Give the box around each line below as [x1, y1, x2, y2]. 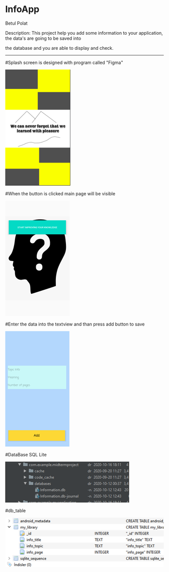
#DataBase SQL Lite [5, 451, 47, 457]
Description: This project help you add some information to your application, [5, 30, 163, 36]
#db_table [5, 507, 26, 514]
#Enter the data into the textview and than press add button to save [5, 321, 145, 327]
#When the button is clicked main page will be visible [5, 190, 116, 197]
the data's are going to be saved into [5, 35, 81, 41]
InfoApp [5, 4, 40, 15]
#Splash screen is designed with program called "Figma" [5, 59, 123, 65]
